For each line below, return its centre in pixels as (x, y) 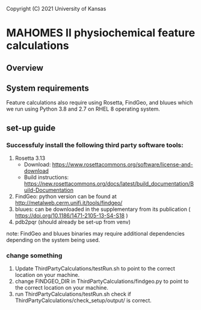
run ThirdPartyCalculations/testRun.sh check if (73, 294)
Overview (25, 68)
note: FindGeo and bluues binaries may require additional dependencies (95, 234)
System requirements (48, 88)
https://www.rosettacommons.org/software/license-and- (123, 165)
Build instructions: (46, 177)
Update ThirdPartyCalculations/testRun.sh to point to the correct (95, 269)
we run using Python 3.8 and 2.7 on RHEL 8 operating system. (83, 109)
